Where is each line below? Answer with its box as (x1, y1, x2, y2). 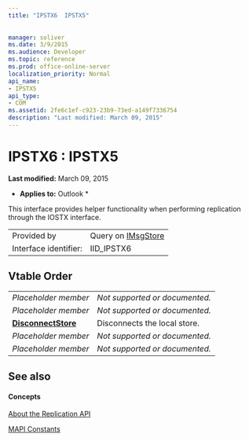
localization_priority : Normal (8, 70, 111, 78)
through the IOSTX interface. (8, 212, 102, 222)
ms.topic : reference (8, 56, 76, 64)
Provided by (12, 230, 57, 241)
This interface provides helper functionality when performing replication (8, 204, 241, 213)
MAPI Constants (8, 424, 60, 434)
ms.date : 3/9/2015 (8, 41, 68, 49)
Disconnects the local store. (97, 318, 200, 329)
